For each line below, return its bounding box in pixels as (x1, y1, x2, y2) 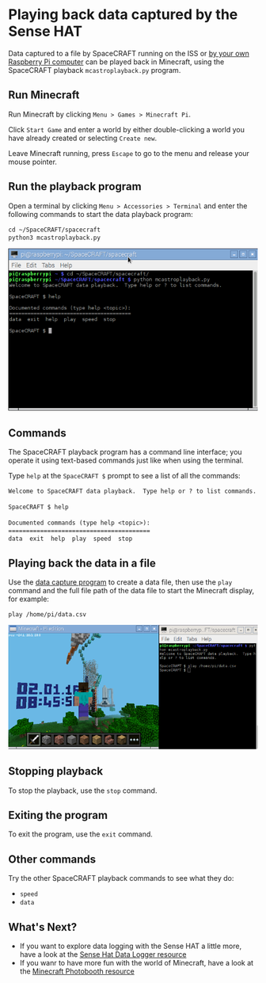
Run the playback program (8, 180, 142, 193)
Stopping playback (8, 764, 104, 778)
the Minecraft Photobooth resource (19, 966, 135, 976)
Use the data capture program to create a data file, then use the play (8, 577, 233, 587)
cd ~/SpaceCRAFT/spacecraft (8, 226, 101, 234)
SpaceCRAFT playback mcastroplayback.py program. (8, 65, 181, 74)
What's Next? (8, 920, 78, 934)
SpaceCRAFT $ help (8, 503, 69, 512)
